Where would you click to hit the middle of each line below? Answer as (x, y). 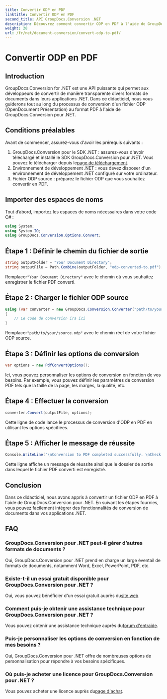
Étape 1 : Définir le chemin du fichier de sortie (77, 251)
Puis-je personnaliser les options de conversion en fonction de (83, 639)
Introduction (25, 76)
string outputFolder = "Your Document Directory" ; (59, 263)
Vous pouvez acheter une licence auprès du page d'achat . (64, 691)
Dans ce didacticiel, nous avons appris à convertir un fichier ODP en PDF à (82, 497)
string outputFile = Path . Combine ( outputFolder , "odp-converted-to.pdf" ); (84, 267)
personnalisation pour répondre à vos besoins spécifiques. (65, 661)
